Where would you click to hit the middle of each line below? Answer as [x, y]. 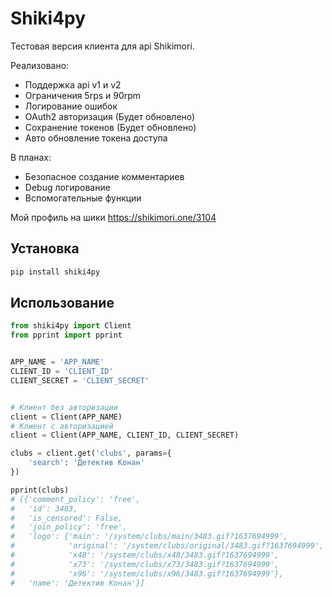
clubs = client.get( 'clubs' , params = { [91, 453]
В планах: [31, 157]
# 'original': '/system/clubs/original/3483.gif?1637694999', [167, 546]
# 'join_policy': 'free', [69, 527]
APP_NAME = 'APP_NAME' [57, 362]
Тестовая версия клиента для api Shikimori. [102, 46]
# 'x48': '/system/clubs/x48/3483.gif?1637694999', [145, 555]
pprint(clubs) [40, 490]
